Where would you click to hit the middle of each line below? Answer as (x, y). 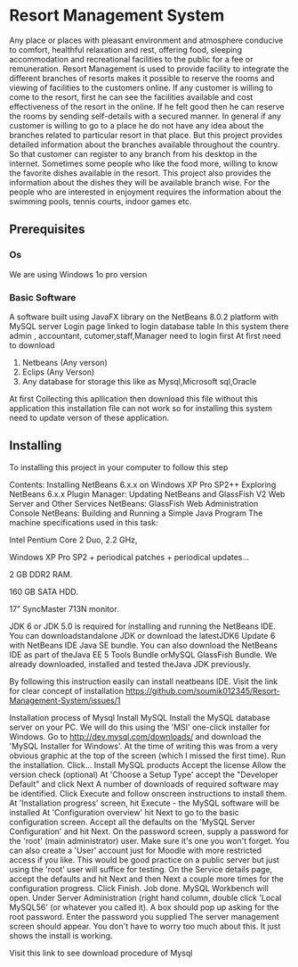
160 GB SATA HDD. (44, 591)
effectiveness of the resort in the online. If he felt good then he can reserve (147, 106)
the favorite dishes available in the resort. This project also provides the (140, 173)
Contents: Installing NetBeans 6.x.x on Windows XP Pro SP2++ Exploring (143, 484)
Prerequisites (47, 230)
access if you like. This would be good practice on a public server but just (145, 860)
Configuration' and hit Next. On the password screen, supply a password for (149, 831)
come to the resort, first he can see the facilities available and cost (131, 97)
